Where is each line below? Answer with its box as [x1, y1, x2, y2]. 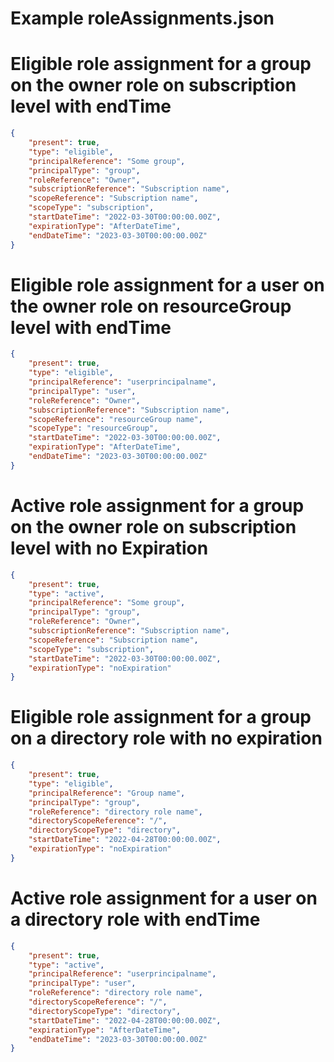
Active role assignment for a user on [10, 887, 318, 909]
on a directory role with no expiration [10, 727, 323, 750]
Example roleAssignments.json [10, 7, 275, 30]
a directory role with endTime [10, 908, 261, 931]
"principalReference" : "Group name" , [28, 788, 186, 798]
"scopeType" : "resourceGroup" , [28, 423, 159, 434]
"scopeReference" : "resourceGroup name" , [28, 414, 203, 424]
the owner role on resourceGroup [10, 295, 292, 317]
